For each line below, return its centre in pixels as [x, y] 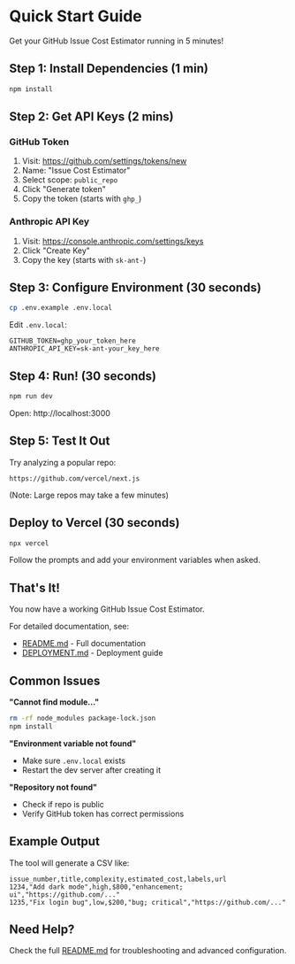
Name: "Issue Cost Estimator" [76, 171]
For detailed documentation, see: [69, 627]
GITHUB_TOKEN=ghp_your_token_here [73, 341]
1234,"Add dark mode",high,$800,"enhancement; [96, 887]
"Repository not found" [53, 787]
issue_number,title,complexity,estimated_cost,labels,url [118, 879]
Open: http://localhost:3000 [60, 413]
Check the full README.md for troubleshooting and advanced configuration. [148, 951]
